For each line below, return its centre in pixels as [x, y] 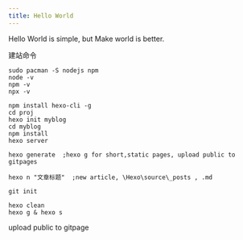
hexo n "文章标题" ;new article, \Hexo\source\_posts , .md [111, 177]
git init [23, 191]
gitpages [23, 161]
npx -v [19, 92]
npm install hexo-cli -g [50, 105]
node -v [21, 77]
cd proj [21, 112]
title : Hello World [41, 16]
